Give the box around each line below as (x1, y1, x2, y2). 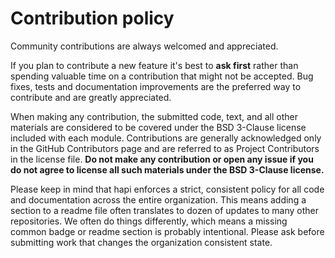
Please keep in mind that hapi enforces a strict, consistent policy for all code (10, 183, 325, 195)
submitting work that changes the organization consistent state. (10, 236, 273, 248)
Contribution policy (10, 7, 175, 30)
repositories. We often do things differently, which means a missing (10, 215, 288, 227)
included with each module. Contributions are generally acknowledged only (10, 132, 322, 144)
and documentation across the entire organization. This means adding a (10, 193, 307, 206)
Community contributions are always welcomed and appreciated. (10, 40, 279, 52)
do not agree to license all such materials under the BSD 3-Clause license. (10, 163, 325, 176)
